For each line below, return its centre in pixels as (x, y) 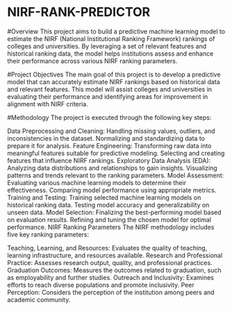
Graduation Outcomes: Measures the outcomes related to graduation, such (115, 270)
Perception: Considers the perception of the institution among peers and (111, 292)
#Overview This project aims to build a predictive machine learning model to (116, 31)
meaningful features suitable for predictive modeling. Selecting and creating (116, 153)
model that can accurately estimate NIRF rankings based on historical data (114, 81)
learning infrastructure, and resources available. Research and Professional (115, 255)
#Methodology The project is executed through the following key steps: (109, 117)
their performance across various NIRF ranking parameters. (92, 61)
